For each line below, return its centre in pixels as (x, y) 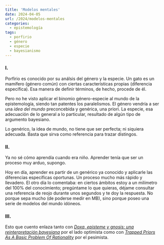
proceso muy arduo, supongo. (36, 163)
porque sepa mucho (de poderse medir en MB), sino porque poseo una (77, 198)
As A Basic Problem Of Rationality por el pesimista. (57, 237)
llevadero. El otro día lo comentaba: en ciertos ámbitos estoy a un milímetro (81, 183)
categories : (17, 23)
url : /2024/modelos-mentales (35, 19)
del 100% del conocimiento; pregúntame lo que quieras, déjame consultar (80, 188)
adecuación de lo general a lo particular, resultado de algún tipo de (73, 114)
